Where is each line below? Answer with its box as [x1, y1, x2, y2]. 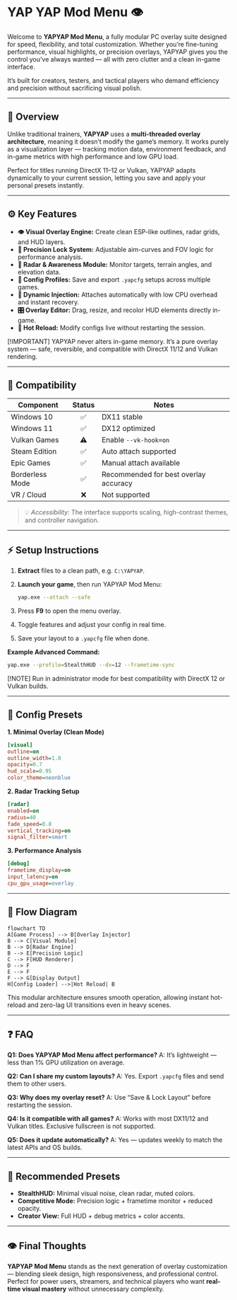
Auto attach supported [101, 447, 176, 456]
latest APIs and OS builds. [7, 1143, 83, 1152]
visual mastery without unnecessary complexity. [22, 1284, 164, 1293]
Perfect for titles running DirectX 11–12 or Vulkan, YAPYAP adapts [7, 166, 196, 174]
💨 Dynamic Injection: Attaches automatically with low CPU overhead [17, 290, 218, 299]
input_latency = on [7, 873, 59, 880]
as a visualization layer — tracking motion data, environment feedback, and [7, 144, 226, 153]
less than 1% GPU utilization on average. [7, 1058, 125, 1067]
